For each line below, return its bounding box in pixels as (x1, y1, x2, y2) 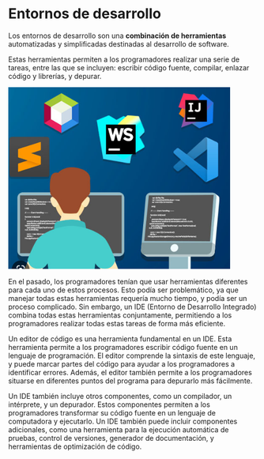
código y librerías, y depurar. (8, 71, 102, 81)
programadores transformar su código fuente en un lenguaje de (8, 408, 216, 417)
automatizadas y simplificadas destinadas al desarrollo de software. (8, 39, 229, 48)
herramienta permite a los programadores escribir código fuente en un (8, 342, 239, 352)
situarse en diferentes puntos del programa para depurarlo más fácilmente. (8, 376, 253, 386)
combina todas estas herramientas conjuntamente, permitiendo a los (8, 310, 232, 320)
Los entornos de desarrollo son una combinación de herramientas (8, 31, 227, 40)
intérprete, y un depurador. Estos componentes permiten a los (8, 400, 211, 409)
